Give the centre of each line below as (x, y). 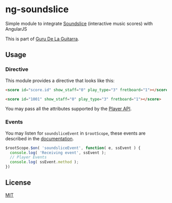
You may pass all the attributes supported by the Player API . (69, 109)
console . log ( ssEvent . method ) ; (45, 162)
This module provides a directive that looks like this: (60, 81)
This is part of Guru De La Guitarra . (42, 39)
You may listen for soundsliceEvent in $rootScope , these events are (76, 133)
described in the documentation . (40, 138)
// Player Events (28, 157)
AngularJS (16, 29)
